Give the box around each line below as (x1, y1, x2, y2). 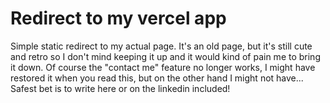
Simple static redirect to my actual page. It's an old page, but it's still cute (10, 40, 313, 52)
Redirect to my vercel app (10, 7, 227, 30)
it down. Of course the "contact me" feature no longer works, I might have (10, 61, 316, 73)
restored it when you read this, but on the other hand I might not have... (10, 72, 304, 84)
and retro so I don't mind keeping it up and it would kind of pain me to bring (10, 50, 321, 62)
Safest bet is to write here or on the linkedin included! (10, 82, 231, 94)
